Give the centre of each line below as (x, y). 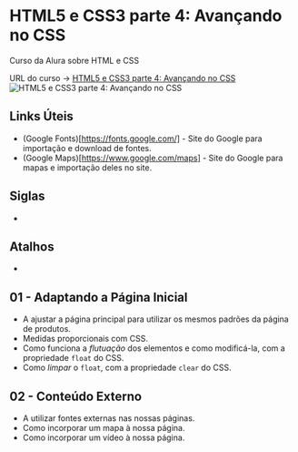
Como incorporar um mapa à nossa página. (104, 428)
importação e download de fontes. (87, 148)
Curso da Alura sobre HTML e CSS (74, 60)
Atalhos (32, 247)
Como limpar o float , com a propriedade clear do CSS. (127, 368)
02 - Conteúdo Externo (76, 396)
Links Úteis (42, 116)
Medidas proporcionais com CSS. (85, 339)
